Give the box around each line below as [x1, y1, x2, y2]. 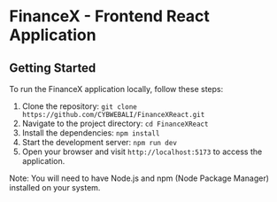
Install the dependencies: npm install [21, 128, 160, 138]
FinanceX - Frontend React [9, 6, 211, 27]
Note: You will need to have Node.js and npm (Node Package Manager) [9, 173, 270, 183]
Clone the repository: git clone [21, 101, 137, 112]
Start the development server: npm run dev [21, 137, 177, 147]
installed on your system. [9, 183, 101, 192]
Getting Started [9, 60, 96, 75]
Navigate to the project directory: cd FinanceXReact [21, 118, 209, 128]
